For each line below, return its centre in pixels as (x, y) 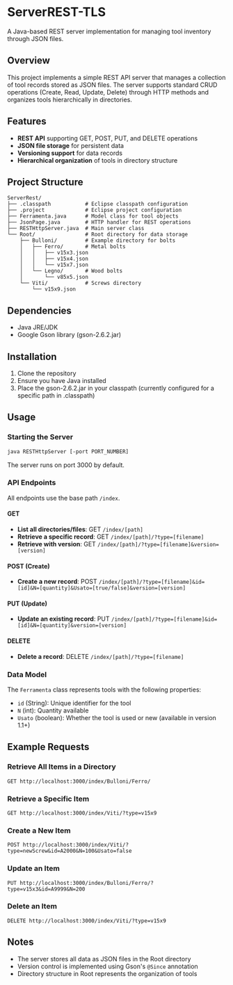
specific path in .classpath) (56, 396)
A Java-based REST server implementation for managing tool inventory (109, 31)
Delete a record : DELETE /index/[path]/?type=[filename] (101, 656)
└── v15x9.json (54, 289)
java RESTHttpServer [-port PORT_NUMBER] (68, 451)
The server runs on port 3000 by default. (66, 465)
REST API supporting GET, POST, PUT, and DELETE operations (107, 138)
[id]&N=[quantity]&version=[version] (72, 626)
